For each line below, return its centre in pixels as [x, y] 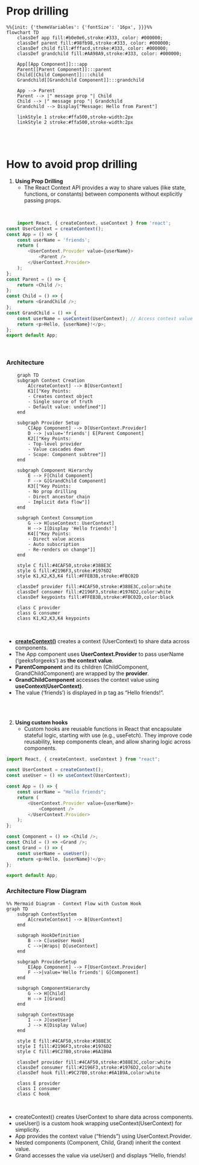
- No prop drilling [52, 491]
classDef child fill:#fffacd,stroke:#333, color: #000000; [93, 48]
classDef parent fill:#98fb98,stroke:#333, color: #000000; [94, 43]
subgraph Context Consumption [55, 518]
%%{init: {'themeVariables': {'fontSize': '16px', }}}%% [79, 27]
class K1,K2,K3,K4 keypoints [54, 618]
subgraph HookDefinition [48, 935]
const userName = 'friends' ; [54, 240]
